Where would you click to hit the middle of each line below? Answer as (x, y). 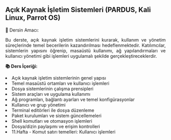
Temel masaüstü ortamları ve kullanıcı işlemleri (61, 83)
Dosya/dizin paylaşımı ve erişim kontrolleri (56, 126)
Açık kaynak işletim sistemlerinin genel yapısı (59, 78)
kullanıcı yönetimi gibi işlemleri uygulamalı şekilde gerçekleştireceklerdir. (81, 56)
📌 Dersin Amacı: (22, 30)
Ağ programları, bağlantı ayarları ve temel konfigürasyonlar (73, 99)
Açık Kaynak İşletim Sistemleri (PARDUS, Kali (78, 10)
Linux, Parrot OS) (33, 18)
